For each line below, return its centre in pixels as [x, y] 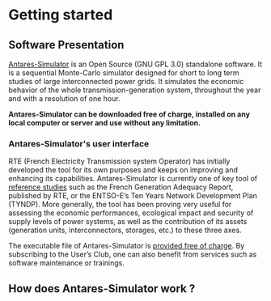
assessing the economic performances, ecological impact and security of [131, 213]
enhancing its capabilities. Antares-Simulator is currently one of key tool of [133, 179]
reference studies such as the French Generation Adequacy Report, [121, 187]
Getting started [61, 15]
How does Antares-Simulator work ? [102, 288]
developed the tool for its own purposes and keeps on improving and [123, 170]
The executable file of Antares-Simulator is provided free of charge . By [127, 246]
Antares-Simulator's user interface [79, 143]
